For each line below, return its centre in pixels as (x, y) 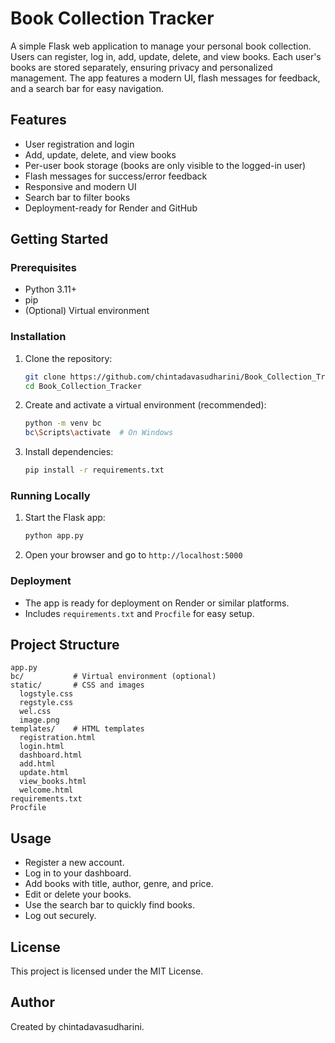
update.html (44, 773)
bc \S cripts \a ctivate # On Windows (99, 433)
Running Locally (50, 496)
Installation (38, 337)
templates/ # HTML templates (77, 729)
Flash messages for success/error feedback (116, 176)
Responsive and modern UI (80, 186)
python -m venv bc (63, 423)
